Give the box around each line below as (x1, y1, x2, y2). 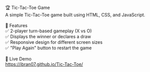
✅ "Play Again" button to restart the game (5, 45, 92, 51)
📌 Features (5, 23, 28, 28)
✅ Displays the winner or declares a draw (5, 34, 92, 39)
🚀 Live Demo (5, 56, 32, 62)
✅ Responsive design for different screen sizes (5, 39, 103, 45)
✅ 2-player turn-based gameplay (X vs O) (5, 28, 92, 34)
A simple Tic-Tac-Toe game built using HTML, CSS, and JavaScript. (5, 12, 145, 18)
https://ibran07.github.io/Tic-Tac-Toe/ (5, 61, 83, 67)
